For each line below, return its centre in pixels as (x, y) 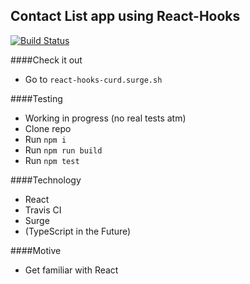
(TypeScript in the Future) (78, 231)
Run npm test (52, 160)
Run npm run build (63, 150)
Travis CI (43, 210)
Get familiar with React (71, 270)
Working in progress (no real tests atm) (105, 118)
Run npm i (45, 139)
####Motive (36, 250)
